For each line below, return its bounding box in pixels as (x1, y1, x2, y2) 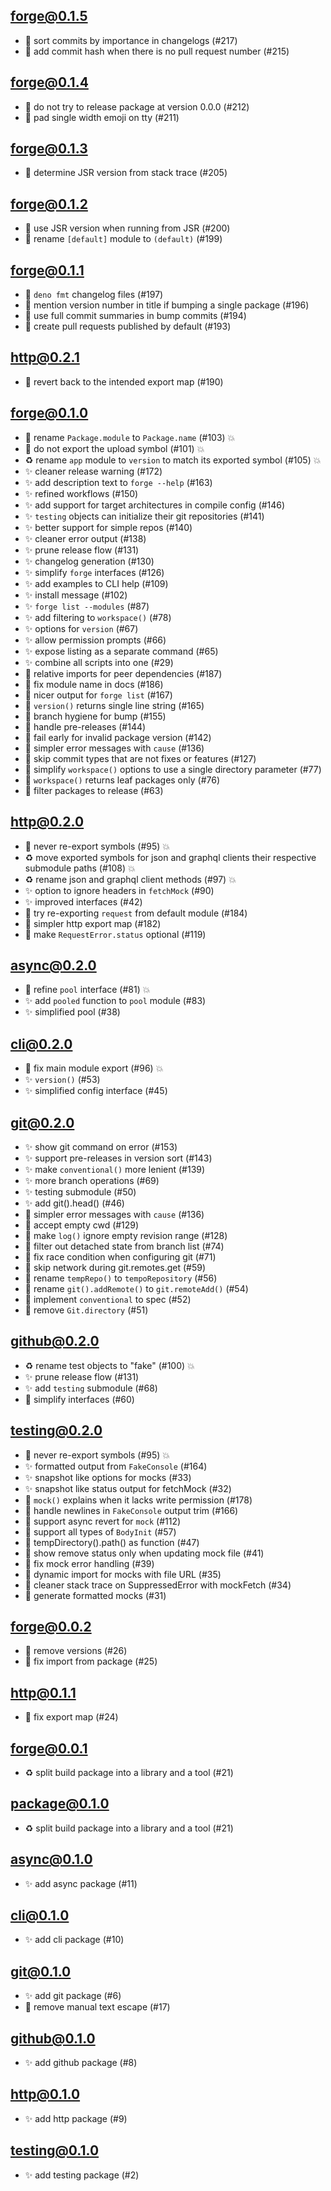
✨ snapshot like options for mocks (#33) (24, 1471, 192, 1483)
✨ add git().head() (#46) (24, 1197, 125, 1209)
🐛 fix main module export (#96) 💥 (24, 1062, 164, 1074)
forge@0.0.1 (10, 1740, 88, 1757)
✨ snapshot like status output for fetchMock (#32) (24, 1482, 232, 1494)
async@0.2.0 (10, 957, 97, 974)
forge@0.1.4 (10, 74, 89, 91)
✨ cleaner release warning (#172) (24, 465, 163, 477)
